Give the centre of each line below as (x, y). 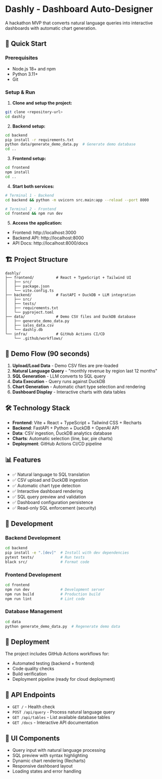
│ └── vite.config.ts (30, 291)
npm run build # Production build (53, 594)
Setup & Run (20, 92)
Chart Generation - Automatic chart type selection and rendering (79, 387)
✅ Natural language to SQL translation (51, 474)
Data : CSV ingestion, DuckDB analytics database (62, 433)
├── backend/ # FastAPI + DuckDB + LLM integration (70, 295)
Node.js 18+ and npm (34, 68)
